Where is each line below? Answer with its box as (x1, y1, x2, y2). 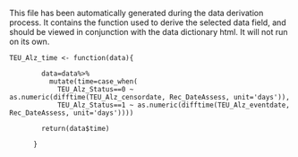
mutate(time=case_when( (48, 77, 139, 86)
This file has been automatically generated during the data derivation (9, 8, 264, 18)
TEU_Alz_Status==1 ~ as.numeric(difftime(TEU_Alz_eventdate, (56, 100, 291, 109)
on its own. (9, 36, 50, 47)
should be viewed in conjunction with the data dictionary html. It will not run (9, 27, 288, 37)
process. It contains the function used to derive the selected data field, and (9, 17, 286, 28)
